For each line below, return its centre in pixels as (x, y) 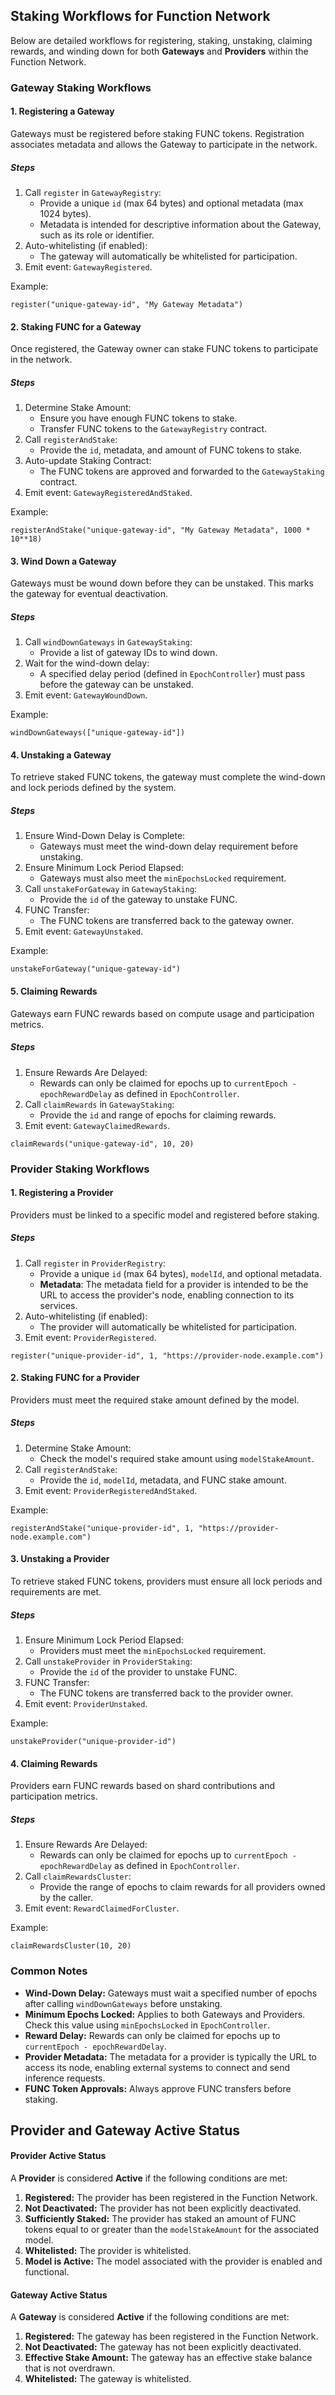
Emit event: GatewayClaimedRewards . (97, 1125)
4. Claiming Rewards (54, 1763)
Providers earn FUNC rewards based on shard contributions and (143, 1786)
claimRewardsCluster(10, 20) (71, 1946)
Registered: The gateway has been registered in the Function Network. (171, 2336)
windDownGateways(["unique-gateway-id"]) (98, 733)
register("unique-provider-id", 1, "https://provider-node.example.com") (167, 1355)
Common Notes (49, 1971)
